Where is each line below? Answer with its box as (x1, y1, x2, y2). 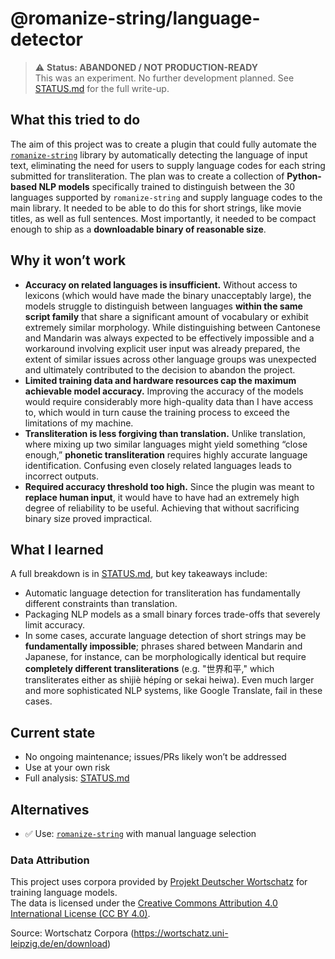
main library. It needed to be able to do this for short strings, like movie (10, 202, 302, 214)
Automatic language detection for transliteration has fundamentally (24, 587, 301, 599)
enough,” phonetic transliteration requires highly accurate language (24, 448, 308, 461)
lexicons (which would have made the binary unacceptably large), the (24, 289, 312, 301)
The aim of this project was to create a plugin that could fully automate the (10, 138, 318, 150)
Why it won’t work (10, 252, 127, 269)
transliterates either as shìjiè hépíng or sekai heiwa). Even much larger (24, 674, 315, 686)
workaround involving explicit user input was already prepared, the (24, 342, 301, 354)
